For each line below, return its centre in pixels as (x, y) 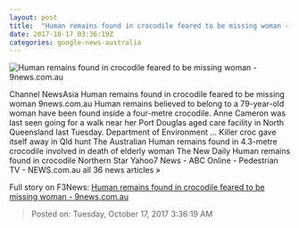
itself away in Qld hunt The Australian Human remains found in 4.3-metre (144, 142)
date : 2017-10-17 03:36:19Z (62, 34)
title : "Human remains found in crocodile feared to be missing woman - (149, 26)
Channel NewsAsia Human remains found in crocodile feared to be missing (147, 94)
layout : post (33, 17)
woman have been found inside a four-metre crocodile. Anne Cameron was (148, 113)
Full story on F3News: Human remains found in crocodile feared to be (137, 187)
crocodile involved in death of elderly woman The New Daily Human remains (150, 151)
